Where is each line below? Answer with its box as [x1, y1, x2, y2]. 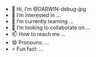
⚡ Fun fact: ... [11, 45, 44, 52]
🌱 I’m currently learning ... [11, 18, 74, 24]
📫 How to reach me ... [11, 31, 66, 37]
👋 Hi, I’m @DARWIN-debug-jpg [11, 6, 86, 12]
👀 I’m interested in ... [11, 12, 61, 19]
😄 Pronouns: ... [11, 39, 49, 46]
